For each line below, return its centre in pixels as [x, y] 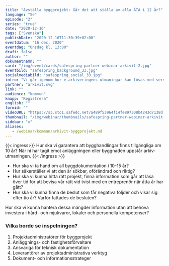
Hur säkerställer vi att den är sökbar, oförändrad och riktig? [74, 171]
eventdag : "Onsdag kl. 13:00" [37, 47]
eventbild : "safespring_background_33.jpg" [52, 71]
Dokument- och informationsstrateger [52, 258]
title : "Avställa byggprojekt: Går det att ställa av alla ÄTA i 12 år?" [84, 10]
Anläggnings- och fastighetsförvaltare [52, 242]
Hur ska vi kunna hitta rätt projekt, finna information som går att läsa [83, 177]
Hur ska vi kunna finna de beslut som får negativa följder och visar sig [85, 192]
